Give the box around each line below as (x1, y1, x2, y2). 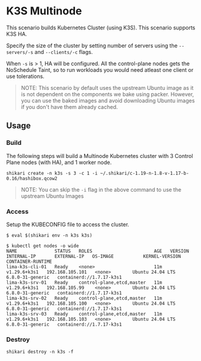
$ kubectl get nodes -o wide (6, 242, 79, 249)
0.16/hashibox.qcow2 (6, 175, 58, 181)
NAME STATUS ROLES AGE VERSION (6, 248, 189, 254)
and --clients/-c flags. (34, 48, 93, 55)
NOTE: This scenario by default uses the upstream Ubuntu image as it (20, 84, 194, 91)
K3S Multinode (6, 4, 82, 18)
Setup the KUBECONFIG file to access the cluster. (6, 220, 130, 228)
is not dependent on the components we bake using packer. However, (20, 90, 194, 98)
